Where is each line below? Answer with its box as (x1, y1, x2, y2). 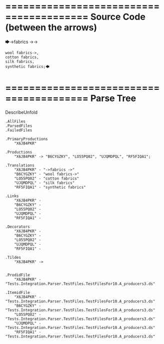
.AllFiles (5, 119, 26, 124)
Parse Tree (90, 93, 136, 104)
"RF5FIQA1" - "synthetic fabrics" (14, 185, 86, 190)
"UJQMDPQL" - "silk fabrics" (14, 180, 75, 186)
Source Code (90, 11, 146, 23)
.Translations (5, 162, 35, 168)
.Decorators (5, 224, 30, 229)
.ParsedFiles (5, 123, 32, 128)
